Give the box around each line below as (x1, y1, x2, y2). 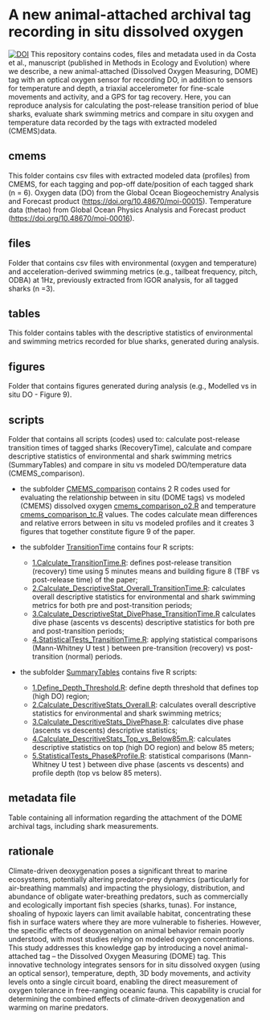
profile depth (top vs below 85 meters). (31, 769, 162, 777)
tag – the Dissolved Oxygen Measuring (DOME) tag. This (39, 951, 227, 961)
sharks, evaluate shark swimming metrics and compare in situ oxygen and (8, 108, 254, 118)
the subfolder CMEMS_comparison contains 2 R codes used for (19, 484, 231, 493)
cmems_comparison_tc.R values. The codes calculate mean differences (19, 510, 258, 519)
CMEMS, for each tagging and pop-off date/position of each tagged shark (8, 179, 254, 189)
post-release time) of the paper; (31, 575, 138, 584)
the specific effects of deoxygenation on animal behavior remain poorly (8, 925, 245, 935)
